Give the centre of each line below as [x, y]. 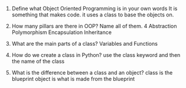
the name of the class [38, 61]
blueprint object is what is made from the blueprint [73, 79]
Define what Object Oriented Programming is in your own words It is [94, 9]
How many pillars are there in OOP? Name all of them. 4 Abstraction [94, 26]
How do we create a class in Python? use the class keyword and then [96, 55]
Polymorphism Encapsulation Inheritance [62, 32]
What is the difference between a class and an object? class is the [92, 72]
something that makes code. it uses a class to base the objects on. [93, 15]
